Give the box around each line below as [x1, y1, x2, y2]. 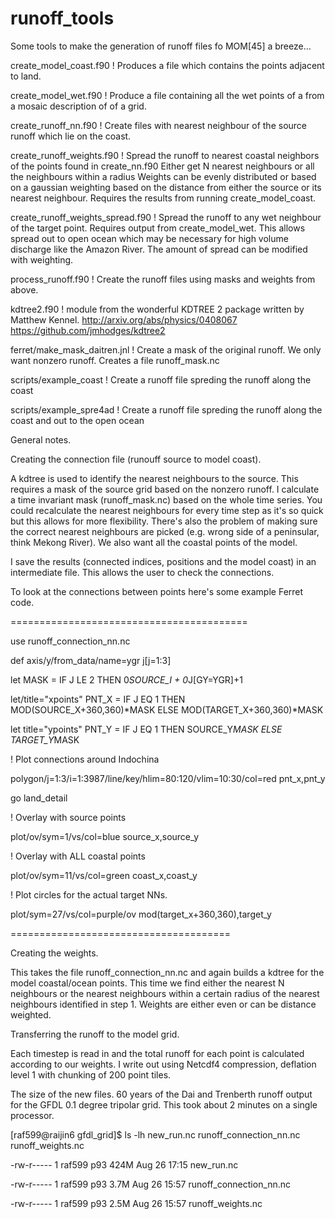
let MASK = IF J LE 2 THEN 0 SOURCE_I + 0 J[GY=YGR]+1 [10, 673, 243, 686]
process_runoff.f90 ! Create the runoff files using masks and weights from [10, 273, 316, 285]
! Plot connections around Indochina [10, 753, 160, 765]
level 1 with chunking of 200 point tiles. [10, 1068, 172, 1081]
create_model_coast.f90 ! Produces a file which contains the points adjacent [10, 59, 325, 71]
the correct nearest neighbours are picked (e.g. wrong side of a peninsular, [10, 525, 320, 537]
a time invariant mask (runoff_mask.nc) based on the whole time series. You [10, 493, 323, 506]
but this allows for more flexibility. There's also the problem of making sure [10, 515, 318, 527]
